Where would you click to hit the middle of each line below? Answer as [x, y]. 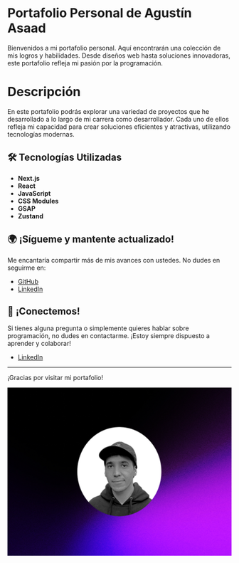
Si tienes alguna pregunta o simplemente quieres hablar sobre [99, 328]
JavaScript [34, 193]
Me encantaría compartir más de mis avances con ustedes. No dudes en [114, 260]
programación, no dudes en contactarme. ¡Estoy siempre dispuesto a [108, 336]
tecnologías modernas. [41, 134]
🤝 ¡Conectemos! [44, 311]
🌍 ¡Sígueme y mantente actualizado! [91, 240]
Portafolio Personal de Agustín [100, 13]
